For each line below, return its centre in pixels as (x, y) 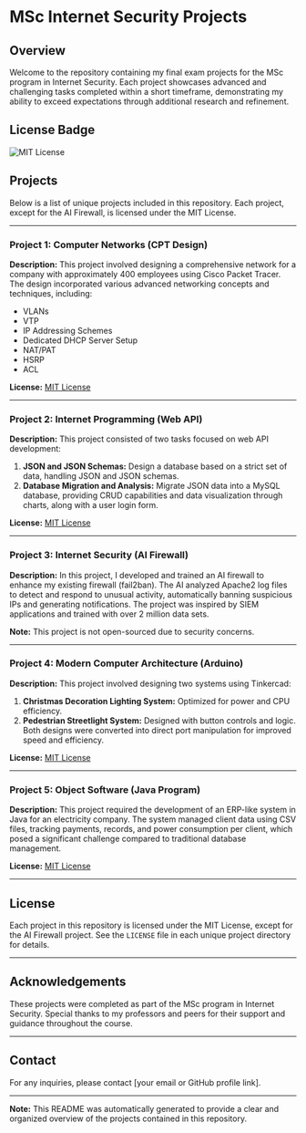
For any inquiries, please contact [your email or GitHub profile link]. (135, 1082)
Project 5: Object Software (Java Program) (105, 789)
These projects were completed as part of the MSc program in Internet (142, 1003)
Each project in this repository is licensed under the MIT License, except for (151, 925)
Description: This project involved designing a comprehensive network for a (153, 264)
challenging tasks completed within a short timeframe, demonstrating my (147, 92)
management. (36, 848)
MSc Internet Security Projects (128, 17)
